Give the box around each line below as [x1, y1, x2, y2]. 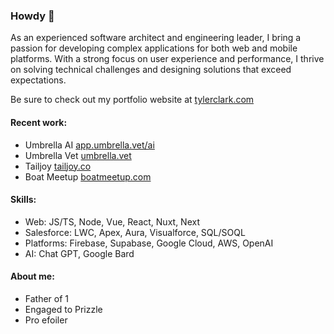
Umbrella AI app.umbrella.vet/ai [24, 139, 155, 151]
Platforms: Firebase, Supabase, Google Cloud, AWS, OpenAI [24, 237, 274, 249]
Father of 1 [24, 292, 70, 304]
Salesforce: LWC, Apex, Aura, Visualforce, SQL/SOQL [24, 226, 246, 238]
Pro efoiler [24, 314, 68, 326]
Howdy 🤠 [10, 9, 55, 23]
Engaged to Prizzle [24, 303, 103, 315]
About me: [10, 270, 55, 283]
